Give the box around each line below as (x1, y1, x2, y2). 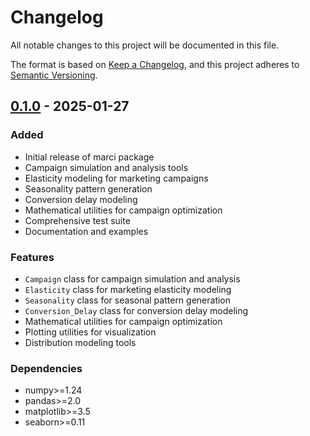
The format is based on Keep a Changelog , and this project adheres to (10, 58, 300, 70)
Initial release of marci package (24, 151, 155, 163)
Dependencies (10, 361, 83, 375)
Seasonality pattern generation (24, 182, 153, 195)
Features (10, 250, 55, 264)
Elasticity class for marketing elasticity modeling (24, 283, 232, 295)
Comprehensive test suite (24, 214, 131, 226)
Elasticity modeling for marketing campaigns (24, 172, 209, 184)
